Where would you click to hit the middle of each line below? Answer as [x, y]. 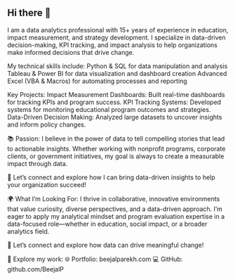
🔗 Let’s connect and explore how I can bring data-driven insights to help [111, 177]
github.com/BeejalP [36, 269]
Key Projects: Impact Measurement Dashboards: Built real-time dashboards [116, 94]
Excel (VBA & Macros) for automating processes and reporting [97, 81]
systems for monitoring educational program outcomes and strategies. [109, 109]
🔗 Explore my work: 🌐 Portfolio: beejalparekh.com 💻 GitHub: [95, 259]
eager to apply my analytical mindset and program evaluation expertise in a [116, 216]
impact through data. [38, 163]
